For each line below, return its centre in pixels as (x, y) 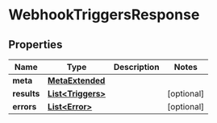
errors (25, 107)
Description (136, 67)
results (26, 94)
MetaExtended (76, 80)
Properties (35, 45)
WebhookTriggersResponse (104, 15)
